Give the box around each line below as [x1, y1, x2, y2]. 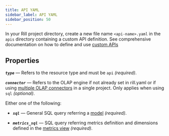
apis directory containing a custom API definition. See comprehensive [5, 36, 151, 42]
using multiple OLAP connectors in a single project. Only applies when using [5, 85, 164, 91]
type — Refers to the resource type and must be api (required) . [5, 70, 137, 76]
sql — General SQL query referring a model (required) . [12, 110, 127, 116]
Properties [5, 56, 39, 65]
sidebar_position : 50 [5, 17, 51, 22]
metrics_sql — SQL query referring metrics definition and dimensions [12, 120, 158, 126]
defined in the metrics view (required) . [12, 125, 93, 131]
